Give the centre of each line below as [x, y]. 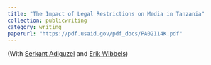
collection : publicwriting [47, 20]
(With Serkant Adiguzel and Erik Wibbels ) [68, 54]
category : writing [34, 27]
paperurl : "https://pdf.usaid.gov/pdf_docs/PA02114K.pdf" [95, 34]
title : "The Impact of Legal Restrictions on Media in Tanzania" [106, 14]
